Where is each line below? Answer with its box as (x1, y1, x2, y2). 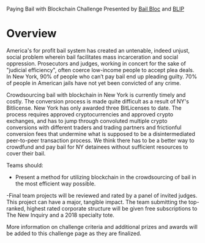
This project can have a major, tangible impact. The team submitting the (6, 198, 188, 206)
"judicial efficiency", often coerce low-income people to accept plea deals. (6, 66, 195, 73)
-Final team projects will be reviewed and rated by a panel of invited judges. (6, 192, 198, 199)
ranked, (6, 204, 26, 212)
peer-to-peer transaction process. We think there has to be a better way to (6, 136, 195, 144)
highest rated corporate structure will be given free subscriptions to (26, 204, 198, 212)
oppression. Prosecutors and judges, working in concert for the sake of (6, 59, 187, 67)
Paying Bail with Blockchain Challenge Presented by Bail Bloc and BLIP (6, 6, 185, 12)
